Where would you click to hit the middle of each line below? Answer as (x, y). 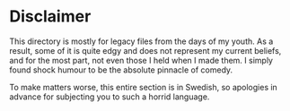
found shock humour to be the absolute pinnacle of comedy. (121, 70)
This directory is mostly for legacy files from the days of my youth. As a (141, 41)
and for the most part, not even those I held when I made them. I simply (141, 60)
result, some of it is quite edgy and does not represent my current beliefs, (145, 50)
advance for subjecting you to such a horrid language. (110, 97)
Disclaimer (50, 17)
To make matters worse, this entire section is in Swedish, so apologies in (144, 87)
